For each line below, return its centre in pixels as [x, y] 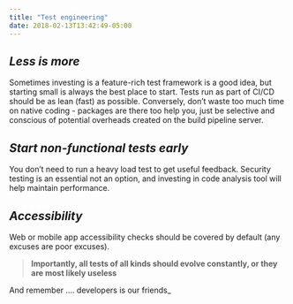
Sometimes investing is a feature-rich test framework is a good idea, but [140, 83]
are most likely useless [74, 273]
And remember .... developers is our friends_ [90, 290]
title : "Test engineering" [59, 17]
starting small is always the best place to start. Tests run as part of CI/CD [142, 92]
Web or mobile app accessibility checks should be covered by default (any [145, 237]
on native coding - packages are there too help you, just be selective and [142, 110]
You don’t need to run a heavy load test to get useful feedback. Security [140, 170]
